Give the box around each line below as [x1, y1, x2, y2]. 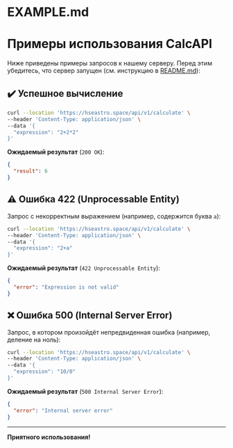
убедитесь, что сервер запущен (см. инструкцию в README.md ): [7, 67, 201, 75]
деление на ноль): [7, 335, 61, 344]
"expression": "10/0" [13, 368, 76, 376]
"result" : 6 [13, 168, 49, 175]
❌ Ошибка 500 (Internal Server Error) [7, 310, 173, 321]
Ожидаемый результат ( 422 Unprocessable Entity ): [7, 264, 161, 272]
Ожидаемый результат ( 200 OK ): [7, 147, 105, 157]
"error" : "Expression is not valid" [13, 284, 119, 291]
